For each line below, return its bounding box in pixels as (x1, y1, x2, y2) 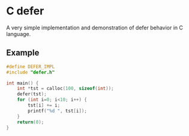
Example (6, 48, 40, 58)
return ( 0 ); (17, 119, 44, 125)
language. (6, 30, 31, 37)
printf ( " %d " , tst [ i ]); (28, 108, 87, 114)
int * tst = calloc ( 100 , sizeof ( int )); (17, 86, 114, 92)
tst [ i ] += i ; (28, 102, 61, 108)
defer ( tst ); (17, 91, 47, 97)
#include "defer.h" (6, 69, 55, 75)
